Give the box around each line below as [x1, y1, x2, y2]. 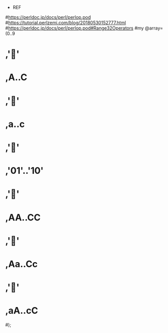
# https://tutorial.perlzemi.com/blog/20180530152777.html [5, 20, 126, 25]
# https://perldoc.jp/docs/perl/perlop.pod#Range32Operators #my [5, 25, 144, 31]
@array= [145, 25, 163, 31]
